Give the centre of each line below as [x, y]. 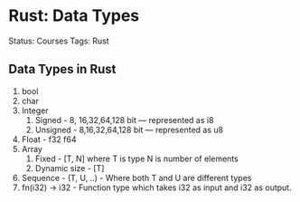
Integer [35, 111]
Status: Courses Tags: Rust [59, 41]
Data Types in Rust [62, 69]
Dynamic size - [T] [70, 168]
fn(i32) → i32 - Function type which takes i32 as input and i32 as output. [156, 188]
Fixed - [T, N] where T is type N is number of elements [136, 159]
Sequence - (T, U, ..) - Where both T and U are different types [136, 178]
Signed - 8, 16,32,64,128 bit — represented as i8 [124, 120]
